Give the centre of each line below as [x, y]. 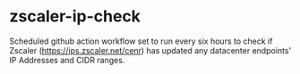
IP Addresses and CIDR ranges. [67, 60]
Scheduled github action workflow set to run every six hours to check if [141, 41]
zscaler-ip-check [75, 16]
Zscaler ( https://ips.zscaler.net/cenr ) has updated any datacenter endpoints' [150, 50]
